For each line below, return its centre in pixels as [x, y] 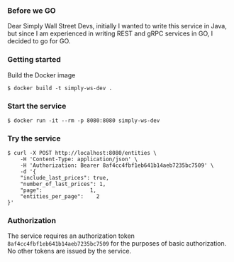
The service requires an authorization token [71, 236]
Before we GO [32, 11]
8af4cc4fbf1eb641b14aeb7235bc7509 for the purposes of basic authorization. [117, 244]
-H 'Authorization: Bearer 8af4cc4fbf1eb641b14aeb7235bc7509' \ [117, 165]
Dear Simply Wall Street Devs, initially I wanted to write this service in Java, [117, 26]
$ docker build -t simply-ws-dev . [60, 88]
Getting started [34, 60]
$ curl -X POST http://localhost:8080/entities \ [82, 153]
